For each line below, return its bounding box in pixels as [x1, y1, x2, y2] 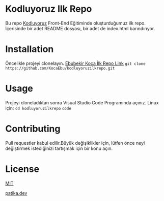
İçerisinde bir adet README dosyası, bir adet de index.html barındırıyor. [5, 25, 155, 31]
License [5, 163, 40, 174]
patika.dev [5, 190, 28, 196]
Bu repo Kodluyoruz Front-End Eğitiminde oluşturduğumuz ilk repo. [5, 20, 146, 26]
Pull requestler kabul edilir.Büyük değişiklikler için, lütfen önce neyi [5, 140, 145, 146]
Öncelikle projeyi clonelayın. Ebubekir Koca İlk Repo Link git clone [5, 60, 146, 66]
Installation [5, 43, 54, 55]
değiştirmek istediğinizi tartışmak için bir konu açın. [5, 145, 113, 151]
